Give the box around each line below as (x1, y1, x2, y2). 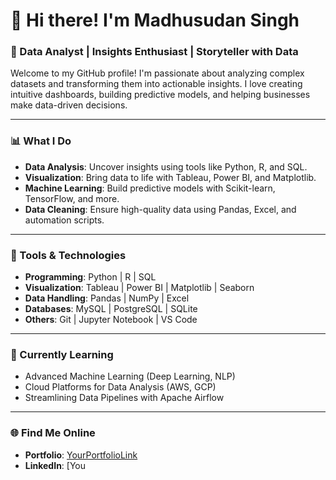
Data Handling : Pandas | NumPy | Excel (24, 292, 190, 304)
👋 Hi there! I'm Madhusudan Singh (10, 9, 300, 32)
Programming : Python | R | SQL (24, 271, 157, 283)
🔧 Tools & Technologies (10, 248, 127, 262)
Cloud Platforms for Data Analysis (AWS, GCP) (24, 381, 217, 393)
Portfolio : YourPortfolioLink (24, 449, 138, 461)
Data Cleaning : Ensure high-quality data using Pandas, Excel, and (24, 203, 297, 215)
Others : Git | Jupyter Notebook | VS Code (24, 314, 198, 326)
